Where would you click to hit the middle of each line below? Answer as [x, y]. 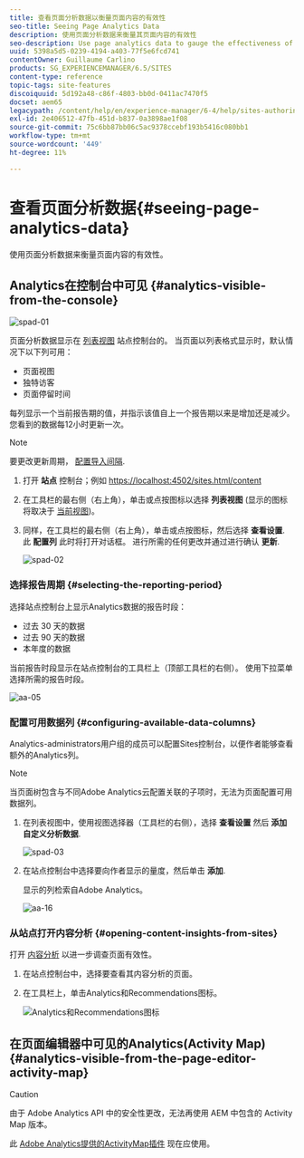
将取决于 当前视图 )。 [61, 511]
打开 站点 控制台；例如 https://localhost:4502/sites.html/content [142, 480]
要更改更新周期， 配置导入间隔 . [67, 461]
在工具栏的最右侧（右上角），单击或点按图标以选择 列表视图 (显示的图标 [155, 500]
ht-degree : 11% [38, 152]
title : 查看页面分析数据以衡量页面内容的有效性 [88, 18]
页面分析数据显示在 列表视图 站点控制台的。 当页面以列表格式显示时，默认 [147, 341]
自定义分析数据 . [52, 834]
